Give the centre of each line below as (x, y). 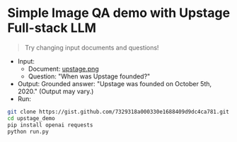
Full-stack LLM (52, 28)
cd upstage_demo (31, 118)
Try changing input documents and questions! (92, 47)
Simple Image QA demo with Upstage (119, 13)
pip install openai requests (50, 125)
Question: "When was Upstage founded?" (89, 76)
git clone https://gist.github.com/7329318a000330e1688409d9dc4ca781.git (118, 112)
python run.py (28, 131)
